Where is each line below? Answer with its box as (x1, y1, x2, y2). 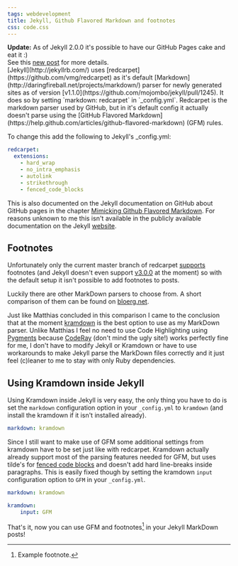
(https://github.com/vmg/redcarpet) (7, 73, 112, 82)
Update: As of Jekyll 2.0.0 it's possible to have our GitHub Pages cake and (7, 43, 225, 52)
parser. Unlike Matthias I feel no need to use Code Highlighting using (7, 326, 208, 335)
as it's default (113, 73, 154, 82)
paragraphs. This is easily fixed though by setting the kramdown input (7, 468, 212, 476)
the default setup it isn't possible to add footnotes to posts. (7, 276, 180, 284)
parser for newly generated (142, 81, 222, 90)
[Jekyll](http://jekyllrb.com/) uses (7, 65, 106, 75)
